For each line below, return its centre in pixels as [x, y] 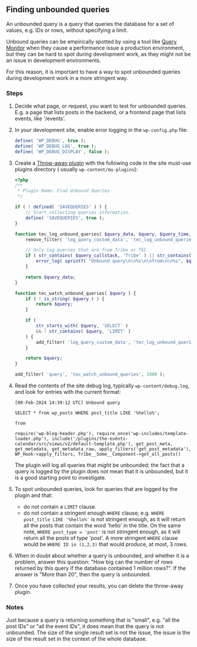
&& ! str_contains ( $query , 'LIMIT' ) [84, 331]
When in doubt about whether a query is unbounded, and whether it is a [102, 556]
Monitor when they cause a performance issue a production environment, [95, 48]
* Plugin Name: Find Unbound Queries [64, 191]
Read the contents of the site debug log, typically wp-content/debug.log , [102, 386]
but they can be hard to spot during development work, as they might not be [98, 54]
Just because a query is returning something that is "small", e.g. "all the [93, 620]
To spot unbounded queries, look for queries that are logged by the [96, 489]
